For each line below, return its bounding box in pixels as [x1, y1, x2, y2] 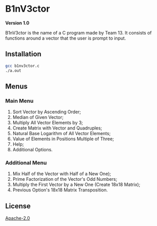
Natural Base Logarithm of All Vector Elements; [12, 131, 111, 137]
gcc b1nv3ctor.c [5, 63, 40, 69]
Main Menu [5, 97, 34, 104]
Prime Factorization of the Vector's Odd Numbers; [12, 176, 117, 182]
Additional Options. [12, 147, 53, 153]
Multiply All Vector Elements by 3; [12, 120, 84, 126]
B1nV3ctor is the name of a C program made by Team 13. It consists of [5, 29, 152, 36]
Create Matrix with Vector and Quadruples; [12, 125, 102, 131]
